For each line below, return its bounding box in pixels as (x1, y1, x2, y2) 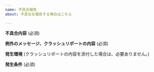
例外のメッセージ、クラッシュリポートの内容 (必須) (5, 40, 109, 47)
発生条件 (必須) (5, 61, 36, 67)
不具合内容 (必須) (5, 30, 40, 36)
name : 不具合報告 (5, 7, 37, 12)
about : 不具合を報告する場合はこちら (5, 12, 72, 17)
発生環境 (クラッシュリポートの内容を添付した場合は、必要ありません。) (5, 51, 150, 57)
